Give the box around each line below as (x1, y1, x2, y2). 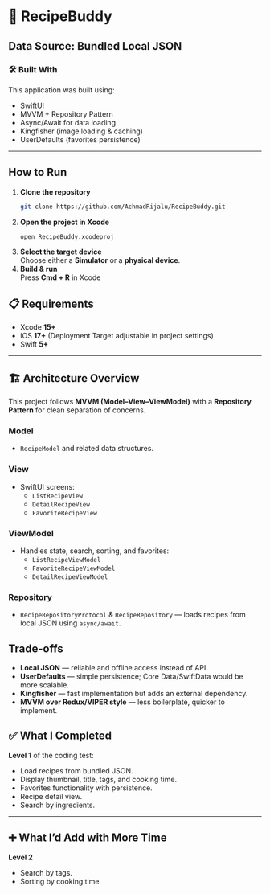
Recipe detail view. (19, 791, 83, 801)
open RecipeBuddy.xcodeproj (19, 232, 114, 240)
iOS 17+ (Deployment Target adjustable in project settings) (19, 331, 215, 341)
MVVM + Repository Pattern (19, 109, 114, 119)
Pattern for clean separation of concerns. (8, 405, 146, 415)
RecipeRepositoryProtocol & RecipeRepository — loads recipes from (19, 610, 247, 620)
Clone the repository (19, 187, 91, 196)
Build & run (19, 265, 58, 274)
